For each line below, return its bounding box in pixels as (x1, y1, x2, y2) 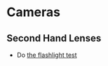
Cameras (6, 4, 61, 20)
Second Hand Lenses (6, 32, 102, 44)
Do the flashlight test (16, 51, 78, 59)
